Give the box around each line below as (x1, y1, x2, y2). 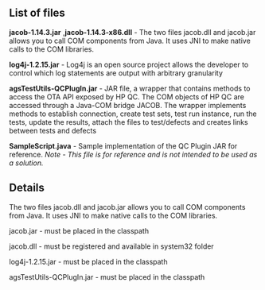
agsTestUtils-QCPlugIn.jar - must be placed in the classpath (9, 272, 205, 281)
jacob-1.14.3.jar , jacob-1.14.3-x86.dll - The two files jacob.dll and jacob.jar (9, 27, 256, 37)
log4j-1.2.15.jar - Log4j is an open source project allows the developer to (9, 60, 249, 69)
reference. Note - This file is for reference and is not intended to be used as (9, 149, 258, 159)
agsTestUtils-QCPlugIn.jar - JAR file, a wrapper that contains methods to (9, 83, 251, 93)
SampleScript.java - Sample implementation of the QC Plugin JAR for (9, 141, 238, 150)
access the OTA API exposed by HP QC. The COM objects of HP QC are (9, 91, 245, 102)
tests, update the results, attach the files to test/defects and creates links (9, 117, 249, 126)
